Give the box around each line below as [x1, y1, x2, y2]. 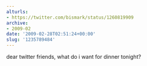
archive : [6, 20, 28, 26]
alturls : [6, 8, 28, 15]
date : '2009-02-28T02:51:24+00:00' [6, 31, 96, 37]
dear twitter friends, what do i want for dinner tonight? [6, 53, 142, 60]
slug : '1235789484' [6, 37, 56, 43]
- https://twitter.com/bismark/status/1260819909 [6, 14, 134, 20]
